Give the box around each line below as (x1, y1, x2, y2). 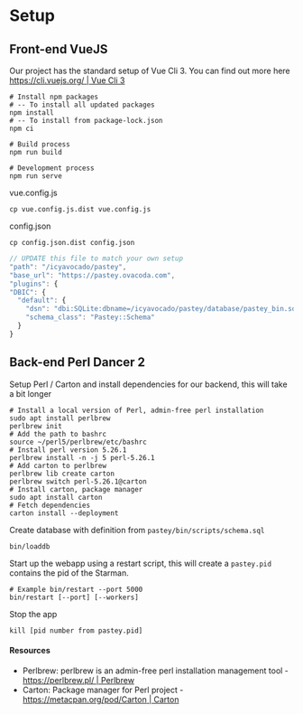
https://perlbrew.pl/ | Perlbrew (22, 674, 135, 685)
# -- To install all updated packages (9, 100, 155, 109)
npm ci (9, 124, 34, 133)
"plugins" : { (9, 279, 59, 288)
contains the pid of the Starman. (9, 567, 129, 578)
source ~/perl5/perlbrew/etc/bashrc (9, 437, 147, 446)
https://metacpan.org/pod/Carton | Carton (22, 693, 179, 705)
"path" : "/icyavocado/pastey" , (9, 262, 127, 271)
